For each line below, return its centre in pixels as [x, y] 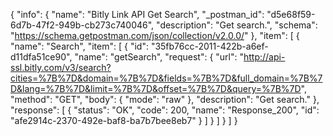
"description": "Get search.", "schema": [237, 25]
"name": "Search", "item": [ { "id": [79, 46]
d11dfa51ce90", [41, 57]
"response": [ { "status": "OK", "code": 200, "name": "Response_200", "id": [165, 110]
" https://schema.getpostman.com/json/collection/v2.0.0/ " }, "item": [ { [155, 35]
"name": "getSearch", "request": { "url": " [159, 57]
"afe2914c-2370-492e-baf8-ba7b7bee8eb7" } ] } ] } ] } [124, 120]
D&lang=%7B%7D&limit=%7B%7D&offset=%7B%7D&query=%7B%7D [156, 88]
